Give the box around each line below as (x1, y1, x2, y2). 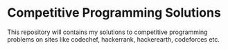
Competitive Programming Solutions (7, 5, 222, 21)
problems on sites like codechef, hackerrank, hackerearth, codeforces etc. (7, 35, 220, 43)
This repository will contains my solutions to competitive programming (7, 28, 208, 36)
